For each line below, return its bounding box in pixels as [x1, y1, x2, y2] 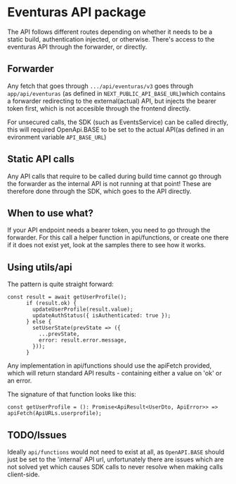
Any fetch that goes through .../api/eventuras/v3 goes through [7, 82, 194, 90]
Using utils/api [7, 261, 72, 273]
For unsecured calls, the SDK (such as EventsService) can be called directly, [7, 118, 229, 126]
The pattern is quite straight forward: [7, 280, 114, 289]
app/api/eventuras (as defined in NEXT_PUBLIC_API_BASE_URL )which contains [7, 89, 226, 97]
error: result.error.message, [38, 337, 128, 344]
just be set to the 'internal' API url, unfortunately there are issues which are [7, 455, 224, 464]
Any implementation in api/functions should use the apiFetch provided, [7, 361, 212, 370]
